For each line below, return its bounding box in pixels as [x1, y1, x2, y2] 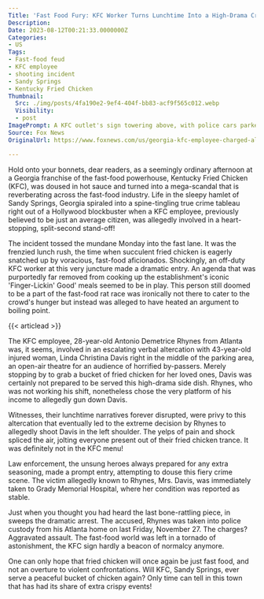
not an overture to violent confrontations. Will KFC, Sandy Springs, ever [8, 564, 240, 574]
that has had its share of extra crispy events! [8, 581, 152, 591]
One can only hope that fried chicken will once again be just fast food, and [8, 556, 249, 566]
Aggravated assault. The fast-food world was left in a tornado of [8, 533, 216, 542]
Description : [8, 19, 51, 27]
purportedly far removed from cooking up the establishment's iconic [8, 272, 229, 281]
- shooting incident [8, 70, 76, 78]
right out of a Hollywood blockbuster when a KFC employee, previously [8, 206, 240, 216]
